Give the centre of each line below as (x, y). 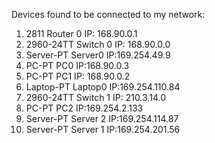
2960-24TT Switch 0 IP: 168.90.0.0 (98, 44)
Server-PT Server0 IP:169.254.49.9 (98, 55)
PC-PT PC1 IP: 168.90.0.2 (78, 76)
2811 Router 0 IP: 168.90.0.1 (81, 33)
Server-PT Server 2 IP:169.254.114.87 (102, 118)
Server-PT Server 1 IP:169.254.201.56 (103, 129)
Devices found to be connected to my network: (108, 14)
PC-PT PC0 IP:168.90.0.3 (77, 65)
